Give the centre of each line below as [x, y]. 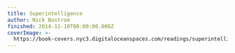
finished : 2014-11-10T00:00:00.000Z [60, 26]
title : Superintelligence [45, 13]
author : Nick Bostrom [39, 20]
